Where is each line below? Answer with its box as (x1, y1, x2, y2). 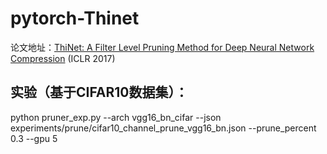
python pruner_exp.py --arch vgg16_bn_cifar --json (10, 111, 222, 123)
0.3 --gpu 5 (10, 132, 58, 144)
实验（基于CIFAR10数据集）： (10, 84, 189, 101)
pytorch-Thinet (10, 7, 140, 30)
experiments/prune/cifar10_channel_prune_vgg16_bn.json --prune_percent (10, 122, 317, 134)
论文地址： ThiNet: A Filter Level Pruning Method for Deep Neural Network (10, 41, 315, 53)
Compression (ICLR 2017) (10, 52, 116, 64)
